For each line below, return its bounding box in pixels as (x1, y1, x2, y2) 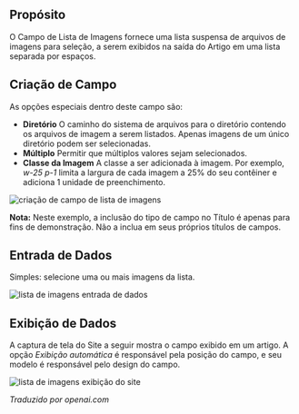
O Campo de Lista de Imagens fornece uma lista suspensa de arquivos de (9, 31, 286, 42)
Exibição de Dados (9, 315, 117, 330)
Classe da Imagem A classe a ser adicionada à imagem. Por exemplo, (22, 157, 284, 168)
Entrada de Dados (9, 248, 113, 263)
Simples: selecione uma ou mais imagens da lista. (9, 271, 195, 282)
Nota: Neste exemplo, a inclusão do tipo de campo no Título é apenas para (9, 212, 291, 222)
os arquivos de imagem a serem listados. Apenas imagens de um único (22, 128, 290, 139)
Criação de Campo (9, 77, 117, 93)
